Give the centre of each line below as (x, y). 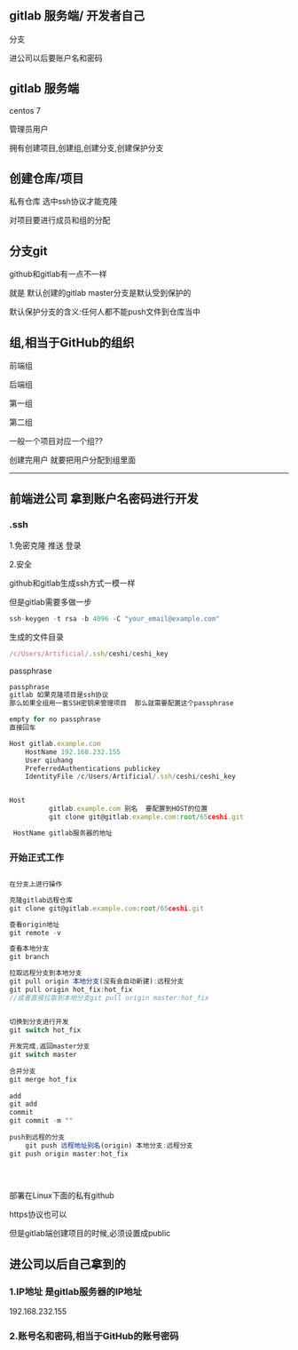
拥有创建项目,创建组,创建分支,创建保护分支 (86, 147)
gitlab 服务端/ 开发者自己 (77, 16)
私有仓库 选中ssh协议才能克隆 (63, 202)
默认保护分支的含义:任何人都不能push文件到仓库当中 (105, 312)
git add (24, 1104)
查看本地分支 (29, 949)
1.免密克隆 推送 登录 (45, 545)
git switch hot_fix (45, 1030)
